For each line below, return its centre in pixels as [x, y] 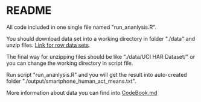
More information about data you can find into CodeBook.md [82, 92]
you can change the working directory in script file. [70, 63]
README [29, 10]
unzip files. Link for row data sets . [48, 45]
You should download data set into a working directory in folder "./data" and [101, 38]
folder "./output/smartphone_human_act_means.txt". [72, 81]
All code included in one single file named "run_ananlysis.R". [81, 27]
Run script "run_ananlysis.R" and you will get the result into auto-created [97, 74]
